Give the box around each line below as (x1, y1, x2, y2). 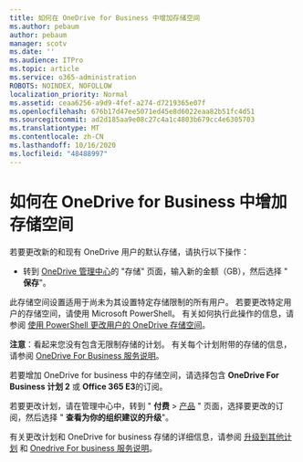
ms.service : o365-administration (9, 73, 137, 82)
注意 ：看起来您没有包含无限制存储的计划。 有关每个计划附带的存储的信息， (9, 339, 292, 350)
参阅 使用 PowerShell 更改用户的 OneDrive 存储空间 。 (9, 319, 211, 330)
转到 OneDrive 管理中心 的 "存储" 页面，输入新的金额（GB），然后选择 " (22, 266, 288, 277)
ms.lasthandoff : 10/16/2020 (9, 141, 117, 150)
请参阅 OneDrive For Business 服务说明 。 (9, 350, 164, 361)
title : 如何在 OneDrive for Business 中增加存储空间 (9, 13, 201, 23)
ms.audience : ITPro (9, 56, 84, 65)
